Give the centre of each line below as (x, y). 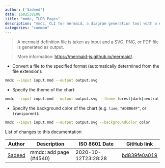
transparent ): (26, 113)
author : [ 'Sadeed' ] (25, 10)
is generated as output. (41, 47)
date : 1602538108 (23, 14)
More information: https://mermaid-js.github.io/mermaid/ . (75, 56)
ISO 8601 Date (96, 144)
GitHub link (139, 144)
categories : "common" (27, 28)
